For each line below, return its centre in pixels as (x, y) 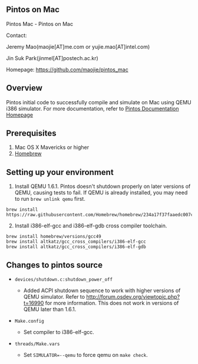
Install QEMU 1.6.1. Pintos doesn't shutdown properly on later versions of (103, 186)
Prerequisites (31, 133)
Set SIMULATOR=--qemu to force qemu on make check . (86, 355)
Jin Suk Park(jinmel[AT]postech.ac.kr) (52, 58)
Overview (24, 88)
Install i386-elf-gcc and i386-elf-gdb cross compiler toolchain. (91, 226)
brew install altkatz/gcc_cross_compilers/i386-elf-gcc (76, 242)
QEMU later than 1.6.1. (50, 309)
